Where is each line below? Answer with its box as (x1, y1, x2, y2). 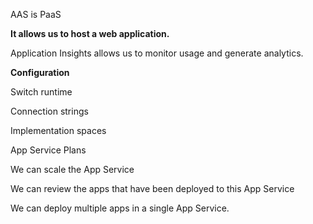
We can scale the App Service (10, 164, 135, 175)
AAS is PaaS (10, 9, 62, 20)
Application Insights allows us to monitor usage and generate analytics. (10, 47, 304, 59)
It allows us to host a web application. (10, 28, 170, 39)
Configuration (10, 67, 70, 78)
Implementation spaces (10, 125, 107, 136)
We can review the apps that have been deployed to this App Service (10, 183, 295, 194)
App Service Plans (10, 144, 87, 156)
